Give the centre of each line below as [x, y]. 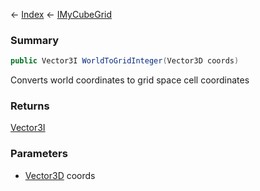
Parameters [39, 154]
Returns [30, 106]
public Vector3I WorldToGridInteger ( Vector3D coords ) [125, 61]
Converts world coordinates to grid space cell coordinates [130, 80]
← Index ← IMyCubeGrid [61, 14]
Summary [35, 40]
